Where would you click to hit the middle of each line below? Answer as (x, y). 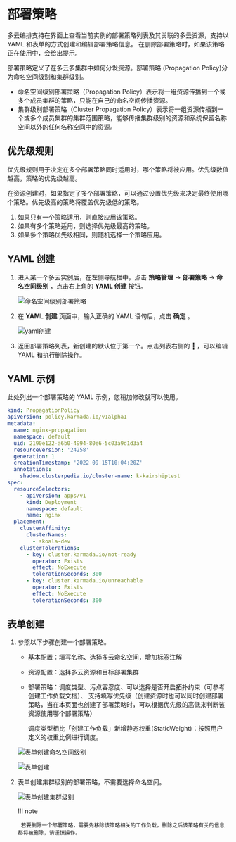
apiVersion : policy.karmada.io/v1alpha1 (67, 417)
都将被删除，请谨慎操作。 (49, 833)
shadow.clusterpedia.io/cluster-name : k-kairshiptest (100, 476)
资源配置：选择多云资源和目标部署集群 (83, 672)
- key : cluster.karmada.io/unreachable (84, 581)
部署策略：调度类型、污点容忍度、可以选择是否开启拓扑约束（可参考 (126, 687)
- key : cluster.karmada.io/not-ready (81, 554)
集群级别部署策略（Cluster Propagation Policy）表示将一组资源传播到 (117, 109)
